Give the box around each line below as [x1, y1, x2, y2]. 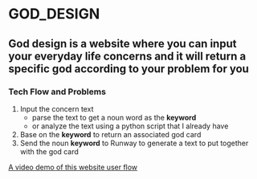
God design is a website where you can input [8, 37, 237, 51]
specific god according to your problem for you [8, 62, 249, 75]
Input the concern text [19, 104, 94, 113]
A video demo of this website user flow [8, 162, 138, 172]
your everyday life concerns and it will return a [8, 49, 247, 63]
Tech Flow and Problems [8, 86, 107, 97]
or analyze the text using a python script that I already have [31, 121, 229, 131]
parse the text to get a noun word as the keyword [31, 112, 197, 122]
